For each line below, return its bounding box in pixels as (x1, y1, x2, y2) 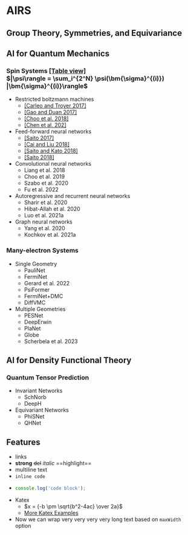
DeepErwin (24, 318, 52, 325)
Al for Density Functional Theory (6, 355, 132, 365)
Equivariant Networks (15, 406, 70, 414)
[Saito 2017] (24, 134, 54, 141)
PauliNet (24, 267, 45, 274)
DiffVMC (24, 299, 46, 306)
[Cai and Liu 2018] (24, 141, 70, 148)
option (15, 522, 31, 529)
